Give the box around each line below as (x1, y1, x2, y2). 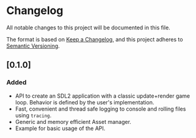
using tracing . (15, 111, 52, 119)
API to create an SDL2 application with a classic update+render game (15, 92, 191, 100)
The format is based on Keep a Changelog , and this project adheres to (6, 35, 183, 43)
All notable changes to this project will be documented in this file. (6, 24, 171, 31)
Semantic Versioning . (6, 42, 60, 49)
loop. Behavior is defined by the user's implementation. (15, 98, 154, 106)
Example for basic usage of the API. (15, 125, 106, 132)
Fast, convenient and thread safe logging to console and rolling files (15, 105, 186, 112)
